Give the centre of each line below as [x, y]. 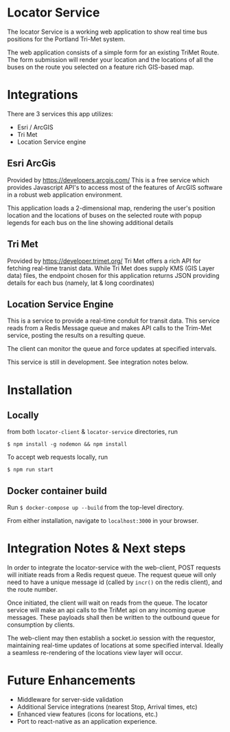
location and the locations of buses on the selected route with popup [105, 215]
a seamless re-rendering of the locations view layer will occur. [95, 653]
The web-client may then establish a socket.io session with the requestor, [111, 638]
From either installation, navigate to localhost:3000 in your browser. [103, 521]
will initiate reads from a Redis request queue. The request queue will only [112, 575]
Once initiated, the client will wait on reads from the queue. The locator [107, 603]
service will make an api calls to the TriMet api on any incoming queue [106, 610]
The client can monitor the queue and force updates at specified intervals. [112, 349]
